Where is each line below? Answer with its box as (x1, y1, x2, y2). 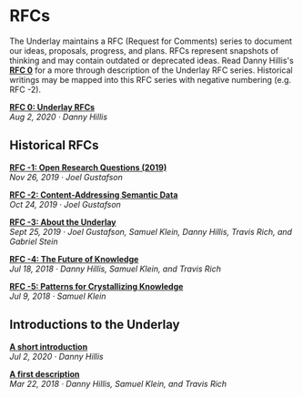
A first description (9, 368, 80, 379)
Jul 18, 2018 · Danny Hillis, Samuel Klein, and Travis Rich (9, 263, 221, 274)
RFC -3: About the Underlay (9, 216, 116, 228)
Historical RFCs (9, 138, 99, 153)
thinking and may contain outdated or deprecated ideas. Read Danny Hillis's (9, 55, 294, 66)
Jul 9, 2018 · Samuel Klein (9, 291, 106, 301)
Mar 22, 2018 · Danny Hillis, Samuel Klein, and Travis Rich (9, 378, 227, 389)
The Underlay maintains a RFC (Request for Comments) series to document (9, 36, 293, 46)
